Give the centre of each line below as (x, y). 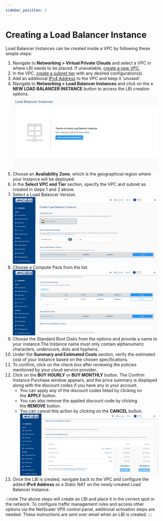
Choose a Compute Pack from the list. (50, 267)
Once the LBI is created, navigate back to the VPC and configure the (81, 479)
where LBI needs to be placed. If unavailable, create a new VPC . (76, 68)
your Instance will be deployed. (44, 179)
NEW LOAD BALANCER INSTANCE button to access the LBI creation (81, 89)
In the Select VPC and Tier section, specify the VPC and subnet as (79, 184)
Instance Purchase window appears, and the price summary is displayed (85, 380)
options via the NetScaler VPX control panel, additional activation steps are (80, 509)
